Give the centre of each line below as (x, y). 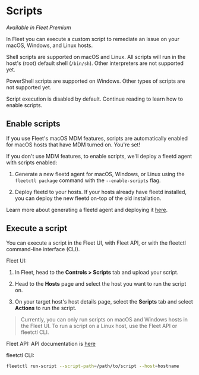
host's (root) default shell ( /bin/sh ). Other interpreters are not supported (95, 63)
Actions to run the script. (46, 308)
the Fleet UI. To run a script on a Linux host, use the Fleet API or (99, 326)
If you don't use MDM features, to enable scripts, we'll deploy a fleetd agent (99, 156)
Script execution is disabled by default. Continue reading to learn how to (94, 99)
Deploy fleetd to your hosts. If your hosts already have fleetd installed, (101, 192)
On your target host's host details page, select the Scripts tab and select (104, 301)
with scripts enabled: (32, 162)
